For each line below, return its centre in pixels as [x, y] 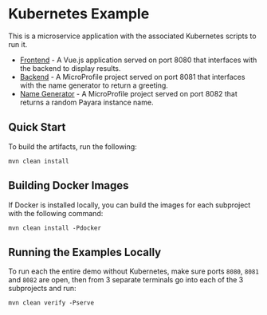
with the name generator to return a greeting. [94, 85]
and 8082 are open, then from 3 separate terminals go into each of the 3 [126, 280]
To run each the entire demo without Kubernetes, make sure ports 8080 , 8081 [133, 271]
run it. [18, 44]
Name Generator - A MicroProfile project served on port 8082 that [128, 93]
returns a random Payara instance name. [86, 102]
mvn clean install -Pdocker [55, 228]
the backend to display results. [70, 68]
